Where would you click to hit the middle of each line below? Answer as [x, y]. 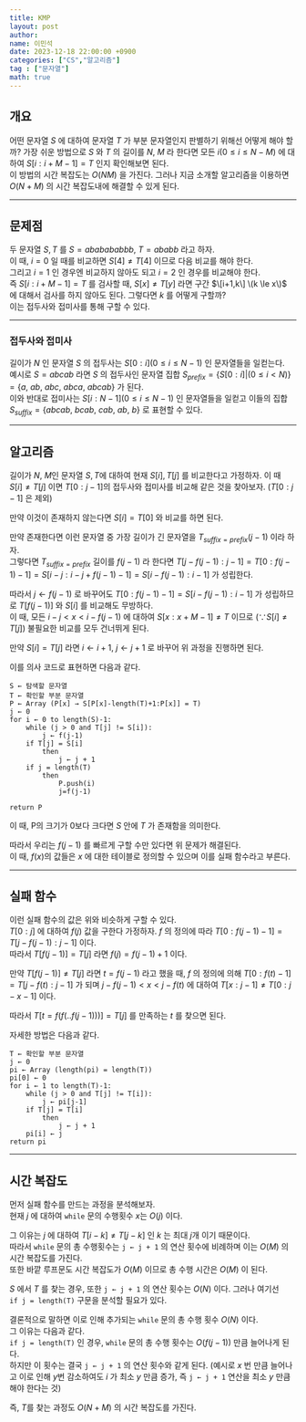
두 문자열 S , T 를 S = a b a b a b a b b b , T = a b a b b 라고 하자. [112, 250]
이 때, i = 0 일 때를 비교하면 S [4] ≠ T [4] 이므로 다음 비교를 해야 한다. [131, 261]
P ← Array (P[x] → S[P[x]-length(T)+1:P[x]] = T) [106, 704]
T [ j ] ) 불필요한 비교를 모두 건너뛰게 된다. [79, 628]
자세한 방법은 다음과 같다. [55, 1035]
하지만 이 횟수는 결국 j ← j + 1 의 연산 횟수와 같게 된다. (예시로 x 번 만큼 [139, 1365]
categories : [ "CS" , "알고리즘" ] [65, 60]
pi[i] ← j [45, 1134]
